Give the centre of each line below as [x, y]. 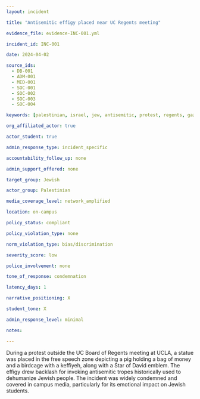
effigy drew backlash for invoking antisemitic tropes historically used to [94, 372]
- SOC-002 [24, 93]
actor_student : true [32, 137]
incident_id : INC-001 [33, 44]
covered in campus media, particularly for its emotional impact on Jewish [96, 384]
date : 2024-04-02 [28, 55]
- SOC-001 [24, 88]
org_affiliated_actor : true [41, 126]
